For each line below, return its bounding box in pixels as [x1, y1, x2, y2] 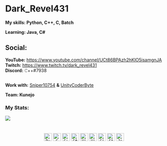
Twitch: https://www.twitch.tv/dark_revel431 [5, 62, 97, 68]
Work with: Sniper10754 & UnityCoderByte [5, 82, 94, 88]
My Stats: [5, 104, 29, 111]
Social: [5, 43, 27, 52]
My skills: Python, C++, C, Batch [5, 19, 74, 25]
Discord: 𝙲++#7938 [5, 67, 47, 73]
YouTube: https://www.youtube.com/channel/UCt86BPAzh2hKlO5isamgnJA [5, 57, 162, 63]
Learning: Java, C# [5, 29, 45, 35]
